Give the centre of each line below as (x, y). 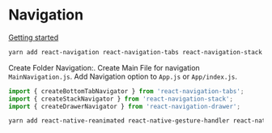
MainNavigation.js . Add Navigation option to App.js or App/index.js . (123, 76)
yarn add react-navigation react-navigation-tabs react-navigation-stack (136, 52)
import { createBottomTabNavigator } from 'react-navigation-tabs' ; (126, 91)
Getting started (34, 37)
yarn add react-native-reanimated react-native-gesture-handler (119, 121)
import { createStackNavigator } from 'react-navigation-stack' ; (121, 99)
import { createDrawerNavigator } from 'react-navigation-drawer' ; (125, 106)
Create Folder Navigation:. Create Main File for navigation (104, 67)
